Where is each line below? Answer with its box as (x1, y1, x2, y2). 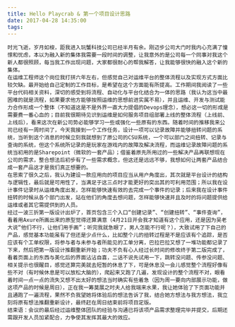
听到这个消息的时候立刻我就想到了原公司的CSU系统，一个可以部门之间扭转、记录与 (23, 134, 227, 141)
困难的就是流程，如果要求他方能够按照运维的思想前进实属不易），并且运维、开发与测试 (7, 97, 220, 104)
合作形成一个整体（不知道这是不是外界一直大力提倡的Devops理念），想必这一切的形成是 (12, 104, 229, 112)
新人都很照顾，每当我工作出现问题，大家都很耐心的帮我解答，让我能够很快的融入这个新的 (7, 59, 228, 66)
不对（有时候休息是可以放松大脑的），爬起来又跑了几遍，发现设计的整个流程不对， (12, 269, 215, 276)
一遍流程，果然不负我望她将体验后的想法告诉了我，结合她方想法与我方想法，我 (28, 292, 223, 299)
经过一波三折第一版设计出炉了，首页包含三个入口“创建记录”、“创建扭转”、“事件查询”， (7, 209, 226, 216)
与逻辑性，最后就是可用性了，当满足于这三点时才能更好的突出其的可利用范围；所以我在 (7, 179, 223, 186)
